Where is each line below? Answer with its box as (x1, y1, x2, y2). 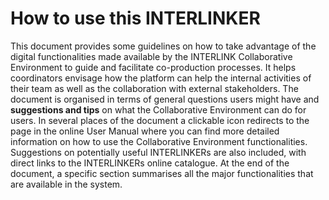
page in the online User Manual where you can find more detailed (10, 125, 280, 137)
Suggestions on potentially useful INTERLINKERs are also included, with (10, 146, 307, 158)
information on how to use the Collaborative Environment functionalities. (10, 135, 308, 147)
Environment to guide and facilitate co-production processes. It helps (10, 61, 297, 73)
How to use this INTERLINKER (10, 7, 261, 30)
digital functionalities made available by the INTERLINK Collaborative (10, 50, 293, 62)
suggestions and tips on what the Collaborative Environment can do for (10, 103, 307, 116)
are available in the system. (10, 178, 123, 190)
